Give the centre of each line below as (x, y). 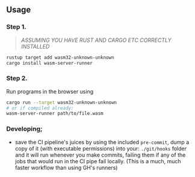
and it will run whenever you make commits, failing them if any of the (100, 155)
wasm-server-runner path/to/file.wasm (55, 113)
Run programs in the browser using (50, 91)
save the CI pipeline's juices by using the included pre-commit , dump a (102, 142)
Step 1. (16, 27)
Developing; (24, 129)
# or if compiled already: (40, 108)
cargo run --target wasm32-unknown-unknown (62, 102)
